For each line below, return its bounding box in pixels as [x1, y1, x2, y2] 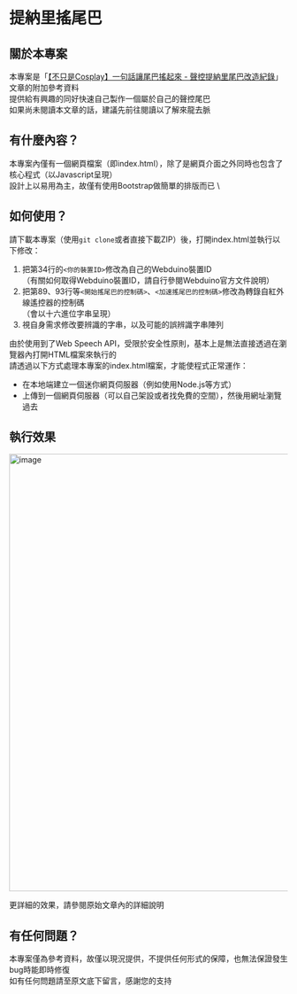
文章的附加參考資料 [9, 82, 80, 93]
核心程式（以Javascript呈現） [9, 169, 118, 180]
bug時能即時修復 [9, 965, 71, 975]
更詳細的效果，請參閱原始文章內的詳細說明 [9, 900, 164, 911]
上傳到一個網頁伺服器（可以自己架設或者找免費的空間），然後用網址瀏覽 [21, 390, 282, 400]
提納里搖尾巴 [9, 8, 103, 28]
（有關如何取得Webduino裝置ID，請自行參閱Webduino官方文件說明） [21, 275, 275, 285]
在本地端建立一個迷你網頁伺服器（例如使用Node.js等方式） [21, 378, 237, 390]
